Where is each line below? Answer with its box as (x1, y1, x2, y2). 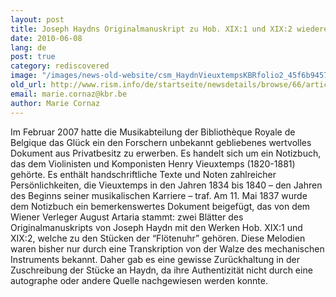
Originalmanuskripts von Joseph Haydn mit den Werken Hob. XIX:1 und (10, 221, 303, 233)
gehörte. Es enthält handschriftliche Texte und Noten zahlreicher (10, 168, 277, 180)
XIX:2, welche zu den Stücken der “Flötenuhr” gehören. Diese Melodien (10, 232, 306, 244)
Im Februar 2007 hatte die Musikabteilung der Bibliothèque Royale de (10, 126, 296, 138)
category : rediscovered (10, 61, 110, 71)
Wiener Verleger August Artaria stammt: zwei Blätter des (10, 211, 244, 223)
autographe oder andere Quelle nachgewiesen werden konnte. (10, 274, 268, 286)
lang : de (10, 42, 47, 53)
